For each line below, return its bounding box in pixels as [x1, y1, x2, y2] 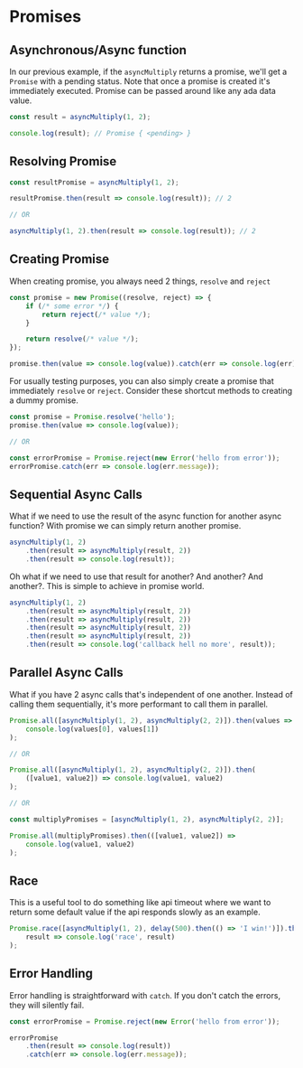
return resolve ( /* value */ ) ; [25, 334, 140, 344]
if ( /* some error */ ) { [25, 301, 119, 311]
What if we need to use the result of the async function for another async [9, 511, 282, 521]
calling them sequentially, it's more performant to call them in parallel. [9, 698, 269, 709]
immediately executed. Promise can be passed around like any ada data [9, 86, 277, 96]
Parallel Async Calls [9, 665, 124, 680]
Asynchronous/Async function [9, 42, 188, 58]
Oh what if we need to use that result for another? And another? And [9, 571, 263, 582]
